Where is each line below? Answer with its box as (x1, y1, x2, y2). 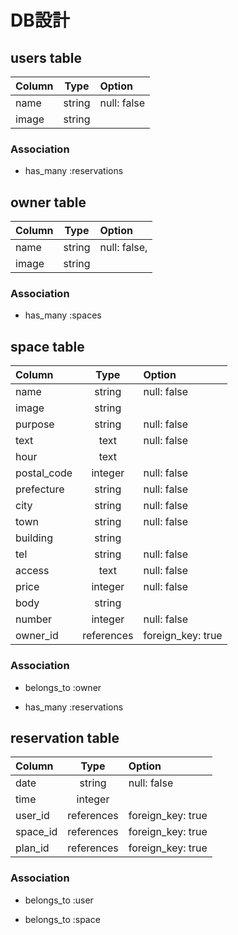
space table (10, 338, 85, 355)
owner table (10, 194, 87, 211)
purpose (15, 417, 55, 431)
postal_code (15, 466, 73, 480)
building (15, 531, 53, 545)
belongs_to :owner (24, 681, 102, 693)
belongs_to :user (24, 894, 94, 906)
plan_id (15, 841, 50, 855)
